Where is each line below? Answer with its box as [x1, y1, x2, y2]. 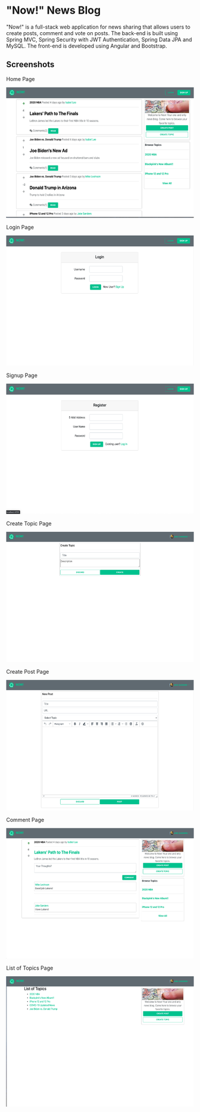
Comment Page [6, 816, 45, 823]
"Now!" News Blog [6, 4, 101, 17]
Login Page [6, 223, 35, 231]
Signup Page [6, 372, 37, 379]
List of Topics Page [6, 964, 54, 971]
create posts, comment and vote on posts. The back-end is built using [6, 29, 179, 36]
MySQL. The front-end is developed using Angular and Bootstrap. [6, 42, 167, 49]
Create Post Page [6, 668, 49, 675]
